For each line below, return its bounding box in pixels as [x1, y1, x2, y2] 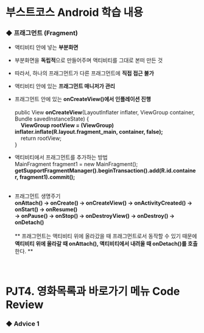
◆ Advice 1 [5, 319, 40, 328]
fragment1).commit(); [19, 174, 76, 181]
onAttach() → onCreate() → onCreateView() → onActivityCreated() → [14, 199, 192, 207]
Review [5, 298, 44, 311]
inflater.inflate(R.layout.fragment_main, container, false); [14, 128, 163, 136]
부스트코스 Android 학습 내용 [5, 5, 144, 19]
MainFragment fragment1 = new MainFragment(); [14, 161, 138, 168]
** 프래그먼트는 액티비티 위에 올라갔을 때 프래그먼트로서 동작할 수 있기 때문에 [14, 233, 197, 240]
